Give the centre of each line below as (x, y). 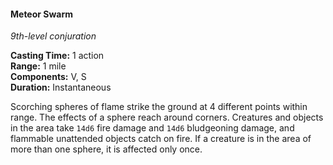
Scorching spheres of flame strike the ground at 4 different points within (159, 107)
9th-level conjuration (53, 36)
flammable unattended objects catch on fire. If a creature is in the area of (161, 139)
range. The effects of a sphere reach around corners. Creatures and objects (167, 117)
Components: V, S (48, 77)
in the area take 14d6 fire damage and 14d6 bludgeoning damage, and (152, 128)
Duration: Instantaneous (61, 87)
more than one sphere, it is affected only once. (106, 149)
